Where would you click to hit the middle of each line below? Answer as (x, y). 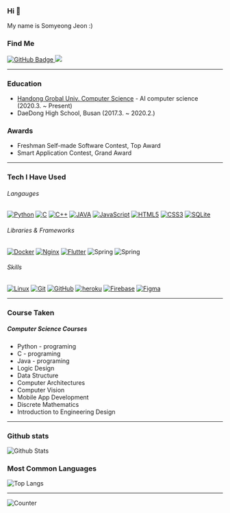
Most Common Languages (52, 468)
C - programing (39, 353)
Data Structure (38, 375)
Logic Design (36, 368)
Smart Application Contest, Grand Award (74, 153)
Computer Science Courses (47, 329)
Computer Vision (41, 390)
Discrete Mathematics (48, 404)
